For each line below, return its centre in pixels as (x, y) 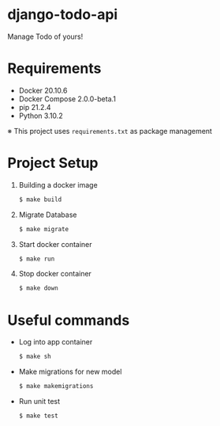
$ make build (40, 200)
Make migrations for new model (70, 372)
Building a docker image (58, 184)
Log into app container (56, 342)
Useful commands (69, 320)
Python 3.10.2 (41, 116)
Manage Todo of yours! (45, 36)
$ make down (38, 288)
